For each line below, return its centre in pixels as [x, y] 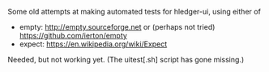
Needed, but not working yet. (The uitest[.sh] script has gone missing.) [126, 60]
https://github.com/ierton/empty [73, 36]
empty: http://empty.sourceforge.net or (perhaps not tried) [117, 27]
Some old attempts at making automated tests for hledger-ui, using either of [134, 12]
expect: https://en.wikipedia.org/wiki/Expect [93, 44]
